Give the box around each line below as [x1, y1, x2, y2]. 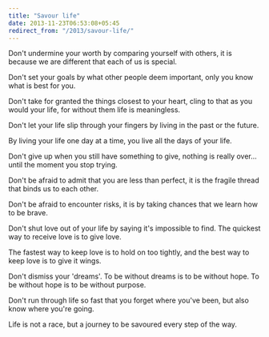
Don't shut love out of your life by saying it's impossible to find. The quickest [8, 223, 261, 233]
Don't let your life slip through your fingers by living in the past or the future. [8, 121, 259, 130]
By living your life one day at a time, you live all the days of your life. [8, 136, 232, 146]
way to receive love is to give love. [8, 232, 122, 242]
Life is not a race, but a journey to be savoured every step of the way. [8, 319, 238, 329]
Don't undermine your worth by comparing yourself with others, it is [8, 49, 232, 58]
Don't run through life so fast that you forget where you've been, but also [8, 295, 250, 305]
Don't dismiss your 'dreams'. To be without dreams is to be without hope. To [8, 271, 260, 281]
